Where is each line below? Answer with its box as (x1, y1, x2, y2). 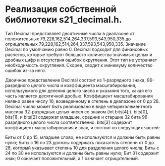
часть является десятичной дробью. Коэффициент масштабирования (5, 93, 153, 99)
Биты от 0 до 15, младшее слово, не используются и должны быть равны (5, 134, 161, 140)
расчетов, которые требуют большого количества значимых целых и (5, 51, 153, 58)
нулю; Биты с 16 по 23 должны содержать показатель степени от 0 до (5, 139, 154, 145)
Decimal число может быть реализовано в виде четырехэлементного (5, 103, 153, 109)
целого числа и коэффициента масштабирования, (31, 82, 137, 88)
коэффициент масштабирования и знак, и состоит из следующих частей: (5, 124, 160, 130)
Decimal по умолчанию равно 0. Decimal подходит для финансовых (5, 46, 148, 52)
